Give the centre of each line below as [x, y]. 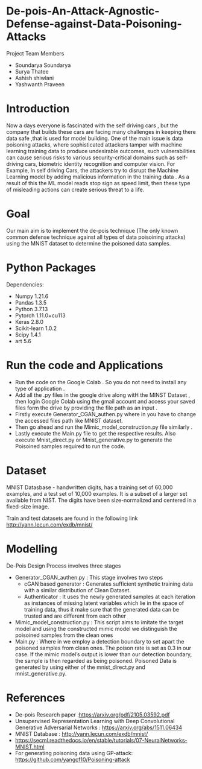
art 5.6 [23, 341]
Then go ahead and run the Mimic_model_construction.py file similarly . [104, 427]
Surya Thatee [32, 71]
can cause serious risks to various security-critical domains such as [91, 157]
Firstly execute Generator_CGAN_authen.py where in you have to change [106, 414]
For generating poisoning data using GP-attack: [74, 753]
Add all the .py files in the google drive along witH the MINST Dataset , [103, 395]
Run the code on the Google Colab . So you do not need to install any [101, 382]
